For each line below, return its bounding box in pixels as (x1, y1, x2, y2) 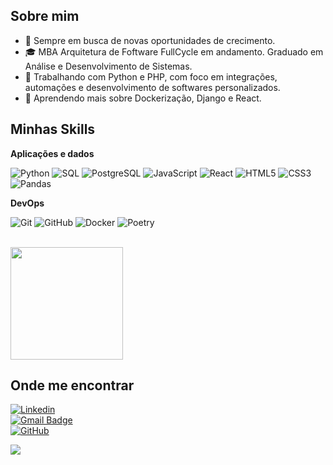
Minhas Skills (10, 121, 96, 138)
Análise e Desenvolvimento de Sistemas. (24, 60, 193, 72)
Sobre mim (10, 8, 80, 25)
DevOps (10, 197, 45, 209)
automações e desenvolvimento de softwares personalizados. (24, 81, 281, 93)
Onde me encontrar (10, 377, 135, 394)
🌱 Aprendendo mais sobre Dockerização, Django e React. (24, 92, 262, 104)
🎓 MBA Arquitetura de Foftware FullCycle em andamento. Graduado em (24, 45, 324, 58)
